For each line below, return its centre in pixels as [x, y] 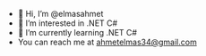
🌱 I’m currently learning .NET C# [77, 32]
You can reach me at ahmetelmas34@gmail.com [107, 42]
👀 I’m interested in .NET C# [68, 23]
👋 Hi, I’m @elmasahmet [60, 14]
